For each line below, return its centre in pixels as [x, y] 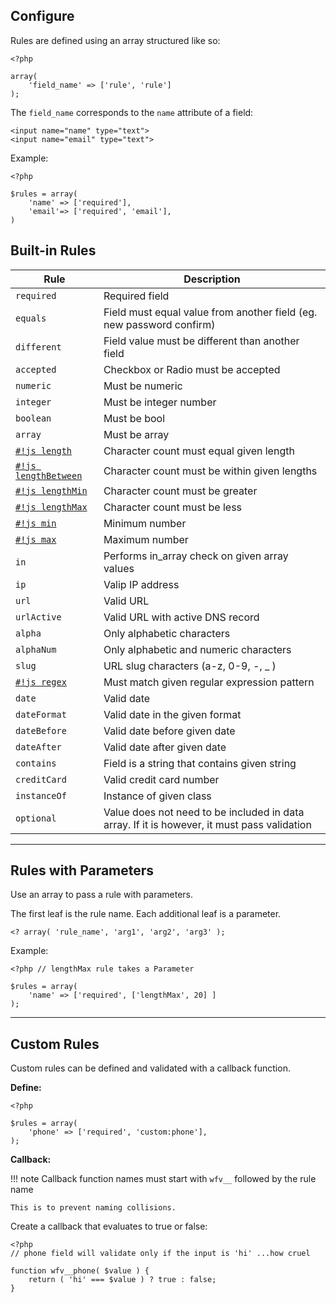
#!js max [36, 539]
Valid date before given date [169, 731]
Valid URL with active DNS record [181, 617]
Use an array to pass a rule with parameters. [102, 895]
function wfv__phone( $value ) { [80, 1271]
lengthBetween [49, 475]
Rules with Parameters [82, 870]
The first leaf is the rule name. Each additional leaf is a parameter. [146, 914]
